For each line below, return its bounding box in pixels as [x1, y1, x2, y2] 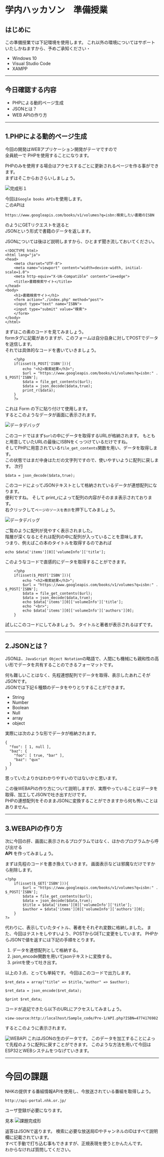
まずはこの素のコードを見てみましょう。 [5, 329, 86, 335]
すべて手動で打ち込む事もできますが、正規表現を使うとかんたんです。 [5, 1140, 145, 1147]
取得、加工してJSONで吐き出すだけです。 [5, 792, 89, 798]
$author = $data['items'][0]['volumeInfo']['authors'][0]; [22, 907, 145, 912]
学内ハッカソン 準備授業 [5, 4, 108, 16]
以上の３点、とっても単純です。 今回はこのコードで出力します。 [5, 970, 133, 976]
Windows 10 [12, 55, 37, 61]
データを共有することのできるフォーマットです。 [18, 662, 116, 668]
